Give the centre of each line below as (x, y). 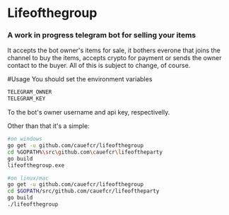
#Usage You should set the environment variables (80, 79)
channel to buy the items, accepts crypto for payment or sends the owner (114, 58)
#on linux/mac (28, 178)
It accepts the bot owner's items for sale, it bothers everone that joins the (114, 50)
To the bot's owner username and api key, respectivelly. (89, 112)
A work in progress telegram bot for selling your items (102, 35)
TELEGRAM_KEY (27, 99)
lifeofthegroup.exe (36, 165)
